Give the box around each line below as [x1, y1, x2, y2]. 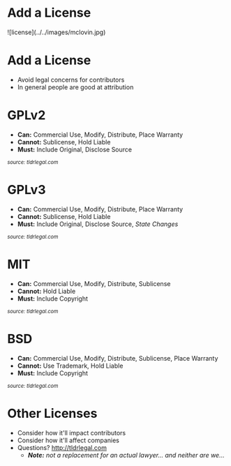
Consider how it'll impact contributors [17, 428, 126, 437]
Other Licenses [7, 405, 98, 421]
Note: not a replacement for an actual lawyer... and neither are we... [27, 451, 225, 459]
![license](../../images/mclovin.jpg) [7, 28, 106, 36]
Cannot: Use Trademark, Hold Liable [17, 361, 124, 370]
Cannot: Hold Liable [17, 287, 76, 295]
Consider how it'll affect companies [17, 436, 120, 444]
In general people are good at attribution [17, 82, 134, 91]
